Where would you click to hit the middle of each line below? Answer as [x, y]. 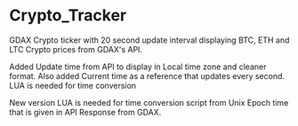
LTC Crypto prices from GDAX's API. [76, 49]
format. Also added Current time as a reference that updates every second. [147, 75]
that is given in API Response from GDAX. [85, 112]
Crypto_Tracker [68, 16]
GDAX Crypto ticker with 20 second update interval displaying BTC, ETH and [149, 40]
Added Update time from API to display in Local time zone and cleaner [138, 67]
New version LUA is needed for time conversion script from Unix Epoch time [149, 102]
